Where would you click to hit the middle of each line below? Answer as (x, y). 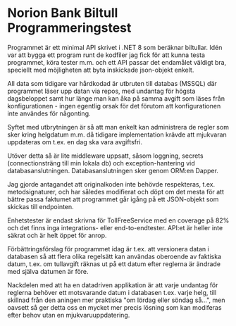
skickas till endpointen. (41, 206)
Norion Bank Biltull (63, 13)
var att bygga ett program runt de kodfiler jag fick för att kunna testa (106, 55)
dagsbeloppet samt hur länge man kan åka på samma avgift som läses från (116, 98)
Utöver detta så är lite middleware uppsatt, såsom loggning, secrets (105, 156)
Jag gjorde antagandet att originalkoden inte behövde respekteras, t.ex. (111, 184)
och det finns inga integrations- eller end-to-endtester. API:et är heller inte (115, 227)
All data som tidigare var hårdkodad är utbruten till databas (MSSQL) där (112, 83)
